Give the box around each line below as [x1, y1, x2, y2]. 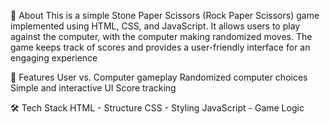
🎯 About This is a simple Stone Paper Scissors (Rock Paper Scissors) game [10, 10, 320, 21]
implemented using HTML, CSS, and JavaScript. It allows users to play [10, 20, 301, 32]
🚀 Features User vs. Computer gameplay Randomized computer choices [10, 71, 308, 83]
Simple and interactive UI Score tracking [10, 82, 177, 94]
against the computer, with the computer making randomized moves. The [10, 31, 313, 42]
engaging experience [10, 52, 98, 64]
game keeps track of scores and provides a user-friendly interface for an [10, 41, 311, 53]
